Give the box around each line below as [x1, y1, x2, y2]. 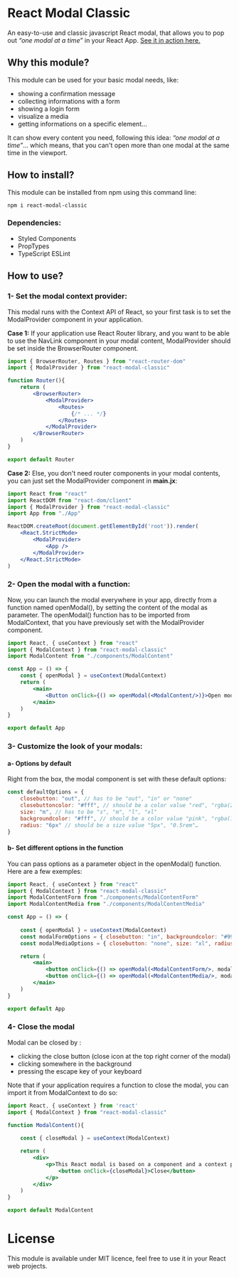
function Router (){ [7, 377, 65, 385]
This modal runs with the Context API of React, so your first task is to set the [7, 307, 231, 316]
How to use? [7, 270, 64, 282]
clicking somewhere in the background [17, 1059, 132, 1068]
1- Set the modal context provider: [7, 292, 128, 301]
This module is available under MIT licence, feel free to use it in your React [7, 1254, 226, 1263]
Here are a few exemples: [7, 867, 83, 875]
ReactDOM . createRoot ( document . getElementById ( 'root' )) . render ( [7, 523, 199, 530]
